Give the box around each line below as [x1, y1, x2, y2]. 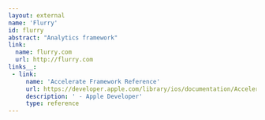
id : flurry [8, 26, 44, 34]
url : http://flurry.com [15, 56, 93, 64]
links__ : [8, 63, 37, 71]
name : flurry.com [15, 48, 73, 56]
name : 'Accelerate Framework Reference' [25, 77, 160, 85]
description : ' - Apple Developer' [25, 92, 144, 100]
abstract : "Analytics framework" [8, 33, 118, 42]
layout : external [8, 11, 65, 20]
